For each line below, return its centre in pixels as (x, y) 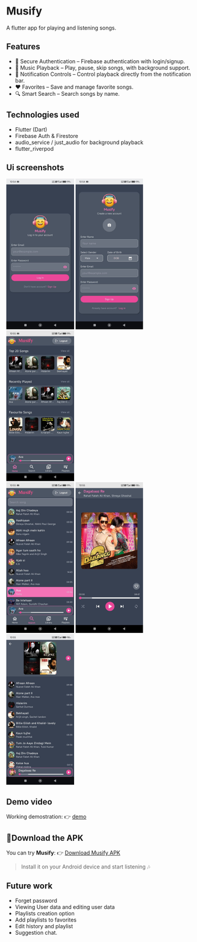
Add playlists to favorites (46, 920)
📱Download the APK (45, 838)
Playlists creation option (45, 913)
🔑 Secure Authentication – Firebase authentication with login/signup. (100, 61)
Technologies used (43, 115)
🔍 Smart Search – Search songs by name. (67, 93)
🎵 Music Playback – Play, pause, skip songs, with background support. (103, 68)
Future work (30, 886)
